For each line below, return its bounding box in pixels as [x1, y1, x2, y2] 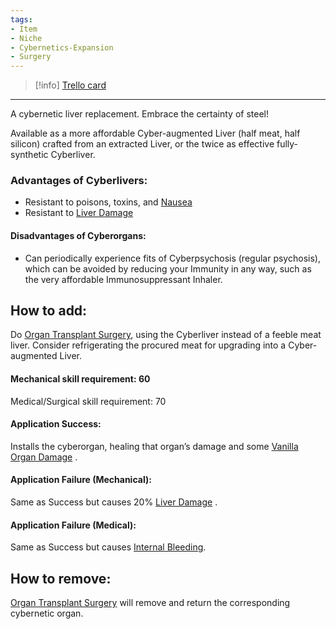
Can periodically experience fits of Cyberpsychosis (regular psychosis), [24, 252, 321, 264]
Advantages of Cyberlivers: [10, 174, 148, 188]
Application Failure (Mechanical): [10, 474, 152, 486]
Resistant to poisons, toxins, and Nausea [24, 196, 193, 208]
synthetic [10, 149, 49, 161]
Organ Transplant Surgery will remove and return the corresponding [10, 597, 291, 609]
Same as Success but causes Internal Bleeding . [10, 541, 207, 553]
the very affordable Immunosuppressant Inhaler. [24, 273, 223, 285]
